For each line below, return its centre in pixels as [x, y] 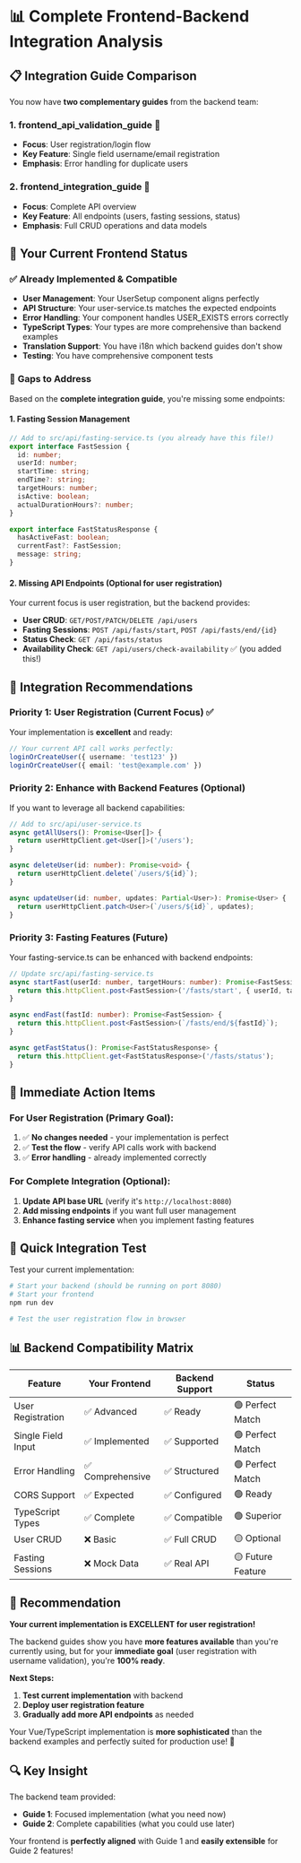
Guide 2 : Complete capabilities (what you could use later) [129, 1824]
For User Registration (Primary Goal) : [92, 1118]
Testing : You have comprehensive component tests [117, 356]
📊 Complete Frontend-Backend [129, 17]
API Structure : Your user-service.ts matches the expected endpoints [149, 308]
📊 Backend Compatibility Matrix [102, 1348]
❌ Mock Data [111, 1564]
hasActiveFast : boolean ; [64, 538]
